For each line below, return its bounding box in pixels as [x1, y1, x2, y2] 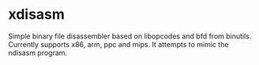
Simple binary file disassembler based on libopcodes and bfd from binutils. [8, 31, 252, 41]
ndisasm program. [8, 48, 68, 57]
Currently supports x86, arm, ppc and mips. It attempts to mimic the [8, 39, 229, 49]
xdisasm [8, 5, 66, 23]
